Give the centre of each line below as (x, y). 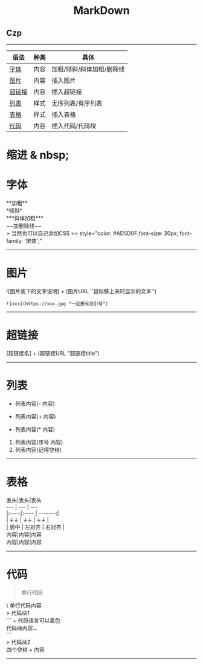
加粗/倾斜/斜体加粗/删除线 (88, 69)
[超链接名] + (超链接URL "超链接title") (53, 353)
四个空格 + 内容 (26, 649)
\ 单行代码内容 (24, 605)
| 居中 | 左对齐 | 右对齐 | (36, 527)
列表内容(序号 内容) (39, 442)
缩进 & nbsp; (38, 155)
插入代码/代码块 (74, 126)
